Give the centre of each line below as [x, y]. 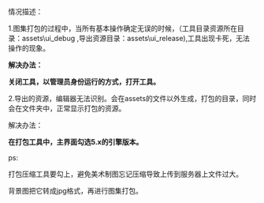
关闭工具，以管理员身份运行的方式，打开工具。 [84, 82]
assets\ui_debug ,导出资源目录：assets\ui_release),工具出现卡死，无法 [136, 38]
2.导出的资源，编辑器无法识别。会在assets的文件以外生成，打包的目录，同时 [132, 98]
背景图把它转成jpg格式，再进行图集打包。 [76, 191]
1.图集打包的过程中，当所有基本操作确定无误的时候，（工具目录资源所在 [123, 28]
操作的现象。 [29, 48]
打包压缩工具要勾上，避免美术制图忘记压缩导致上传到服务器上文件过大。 [125, 174]
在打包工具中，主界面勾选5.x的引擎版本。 [76, 142]
